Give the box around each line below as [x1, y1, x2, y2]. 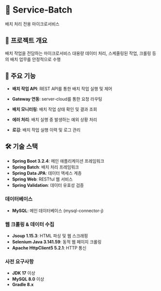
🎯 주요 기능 [5, 72, 36, 80]
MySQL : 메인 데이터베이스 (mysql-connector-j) [12, 208, 104, 214]
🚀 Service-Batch [5, 4, 73, 15]
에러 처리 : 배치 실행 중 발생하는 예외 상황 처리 [12, 116, 97, 123]
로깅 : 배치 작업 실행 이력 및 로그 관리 [12, 127, 81, 133]
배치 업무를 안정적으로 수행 [10, 56, 61, 62]
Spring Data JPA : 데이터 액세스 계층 [12, 170, 82, 176]
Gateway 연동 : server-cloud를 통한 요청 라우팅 [12, 96, 103, 102]
